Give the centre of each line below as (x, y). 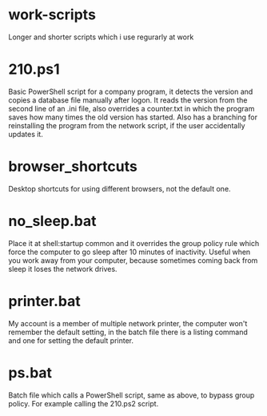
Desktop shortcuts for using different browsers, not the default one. (120, 188)
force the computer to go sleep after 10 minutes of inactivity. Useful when (130, 252)
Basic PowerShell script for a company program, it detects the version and (131, 91)
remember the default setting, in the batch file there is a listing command (128, 332)
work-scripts (52, 15)
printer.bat (45, 301)
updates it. (26, 134)
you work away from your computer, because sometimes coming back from (133, 260)
